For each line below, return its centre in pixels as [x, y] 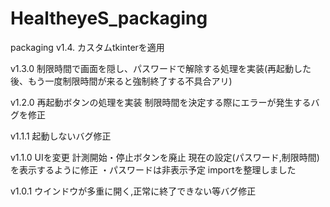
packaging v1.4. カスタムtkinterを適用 [87, 47]
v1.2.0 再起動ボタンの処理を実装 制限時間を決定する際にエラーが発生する [161, 102]
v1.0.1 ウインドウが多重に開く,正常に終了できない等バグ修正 [133, 191]
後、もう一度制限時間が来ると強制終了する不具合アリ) [121, 81]
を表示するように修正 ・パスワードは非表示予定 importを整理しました [153, 169]
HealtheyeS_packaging [109, 18]
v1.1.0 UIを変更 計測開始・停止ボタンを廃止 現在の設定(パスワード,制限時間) [165, 157]
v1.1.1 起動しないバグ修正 [61, 136]
